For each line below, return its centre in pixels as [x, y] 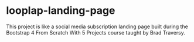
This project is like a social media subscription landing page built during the [97, 26]
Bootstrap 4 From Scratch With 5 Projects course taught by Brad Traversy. [96, 32]
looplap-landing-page [61, 11]
